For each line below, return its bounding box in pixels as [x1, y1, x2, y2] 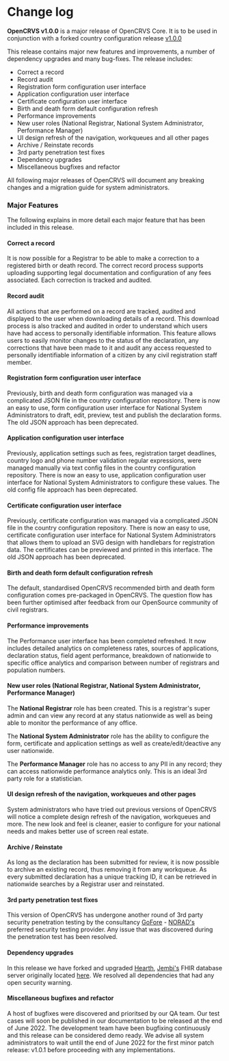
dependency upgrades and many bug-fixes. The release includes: [7, 54, 193, 62]
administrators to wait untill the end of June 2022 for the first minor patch [7, 1038, 214, 1047]
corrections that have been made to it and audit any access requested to [7, 344, 212, 352]
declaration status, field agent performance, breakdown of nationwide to [7, 651, 212, 659]
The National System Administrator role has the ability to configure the [7, 732, 210, 740]
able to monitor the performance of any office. [7, 718, 138, 727]
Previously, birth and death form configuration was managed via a [7, 389, 193, 397]
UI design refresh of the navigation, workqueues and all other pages [16, 133, 209, 141]
